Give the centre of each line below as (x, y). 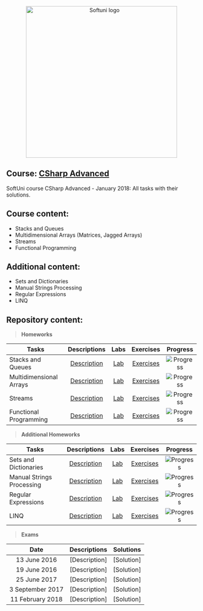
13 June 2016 (37, 560)
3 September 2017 (37, 590)
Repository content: (45, 319)
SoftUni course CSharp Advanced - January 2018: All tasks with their (92, 188)
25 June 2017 (37, 579)
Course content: (38, 214)
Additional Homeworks (50, 434)
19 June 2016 (37, 570)
